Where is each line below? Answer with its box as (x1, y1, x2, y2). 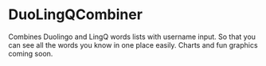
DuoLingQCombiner (8, 6, 143, 24)
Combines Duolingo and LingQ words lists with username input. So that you (8, 32, 256, 41)
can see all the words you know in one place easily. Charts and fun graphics (8, 40, 258, 49)
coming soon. (8, 49, 53, 58)
